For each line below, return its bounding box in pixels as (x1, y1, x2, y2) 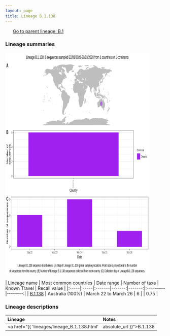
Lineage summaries (5, 41, 55, 48)
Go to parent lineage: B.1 (12, 28, 64, 34)
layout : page (5, 8, 33, 13)
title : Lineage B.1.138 (5, 13, 56, 19)
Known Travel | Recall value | (5, 285, 66, 291)
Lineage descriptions (5, 303, 59, 310)
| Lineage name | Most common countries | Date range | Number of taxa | (5, 280, 159, 286)
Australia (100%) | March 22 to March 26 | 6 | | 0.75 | (47, 290, 158, 296)
